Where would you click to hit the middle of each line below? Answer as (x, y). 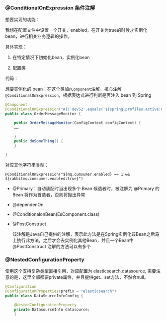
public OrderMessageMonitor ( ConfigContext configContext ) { (78, 123)
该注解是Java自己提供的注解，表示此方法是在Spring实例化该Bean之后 (83, 234)
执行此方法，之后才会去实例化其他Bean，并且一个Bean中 (75, 240)
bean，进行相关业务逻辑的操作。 (39, 36)
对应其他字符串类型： (27, 165)
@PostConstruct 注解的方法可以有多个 (51, 247)
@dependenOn (28, 205)
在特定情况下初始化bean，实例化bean (51, 58)
